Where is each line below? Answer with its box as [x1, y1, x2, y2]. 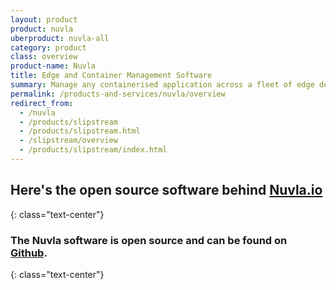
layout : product [10, 14, 78, 25]
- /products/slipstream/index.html [19, 145, 168, 155]
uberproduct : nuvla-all [10, 33, 110, 43]
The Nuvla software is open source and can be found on [10, 233, 288, 247]
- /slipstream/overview [19, 136, 118, 146]
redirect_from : [10, 98, 74, 108]
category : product [10, 42, 87, 53]
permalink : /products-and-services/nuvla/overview [10, 89, 226, 99]
